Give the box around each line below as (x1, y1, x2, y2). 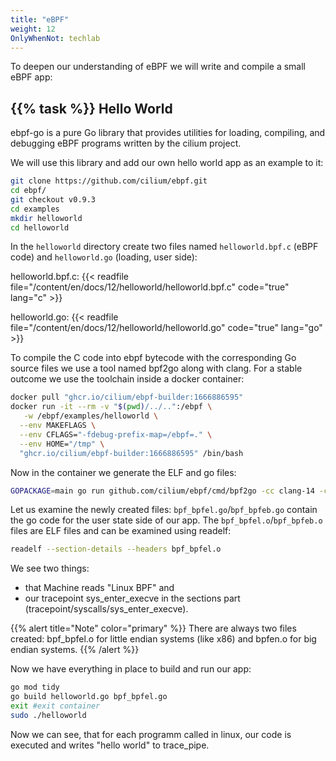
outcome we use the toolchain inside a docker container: (10, 373, 245, 385)
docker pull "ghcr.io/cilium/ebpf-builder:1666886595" (10, 392, 244, 403)
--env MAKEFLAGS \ (19, 421, 97, 431)
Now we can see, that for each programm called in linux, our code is (10, 728, 292, 740)
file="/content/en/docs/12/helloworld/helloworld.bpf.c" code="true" (10, 281, 290, 293)
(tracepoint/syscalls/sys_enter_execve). (24, 603, 189, 615)
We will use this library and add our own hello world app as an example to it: (10, 157, 324, 169)
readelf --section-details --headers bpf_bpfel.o (10, 544, 222, 555)
